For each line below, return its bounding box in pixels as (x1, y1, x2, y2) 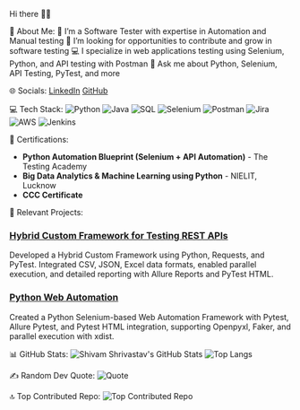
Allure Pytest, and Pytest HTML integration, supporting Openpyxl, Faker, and (9, 321, 291, 332)
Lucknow (21, 180, 56, 190)
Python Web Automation (9, 292, 119, 304)
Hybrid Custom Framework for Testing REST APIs (9, 229, 228, 241)
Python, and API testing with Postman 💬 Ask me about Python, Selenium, (9, 58, 278, 69)
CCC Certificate (21, 189, 83, 200)
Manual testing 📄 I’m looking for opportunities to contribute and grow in (9, 36, 272, 46)
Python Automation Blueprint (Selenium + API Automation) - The (21, 152, 269, 161)
